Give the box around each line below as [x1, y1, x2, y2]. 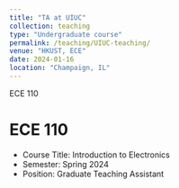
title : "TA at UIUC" [9, 13, 87, 22]
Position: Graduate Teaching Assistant [22, 168, 165, 179]
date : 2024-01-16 [9, 55, 75, 64]
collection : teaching [9, 22, 91, 31]
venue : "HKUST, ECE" [9, 47, 87, 56]
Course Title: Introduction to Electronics [22, 149, 171, 160]
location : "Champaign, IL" [9, 64, 111, 73]
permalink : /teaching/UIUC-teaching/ [9, 38, 151, 48]
